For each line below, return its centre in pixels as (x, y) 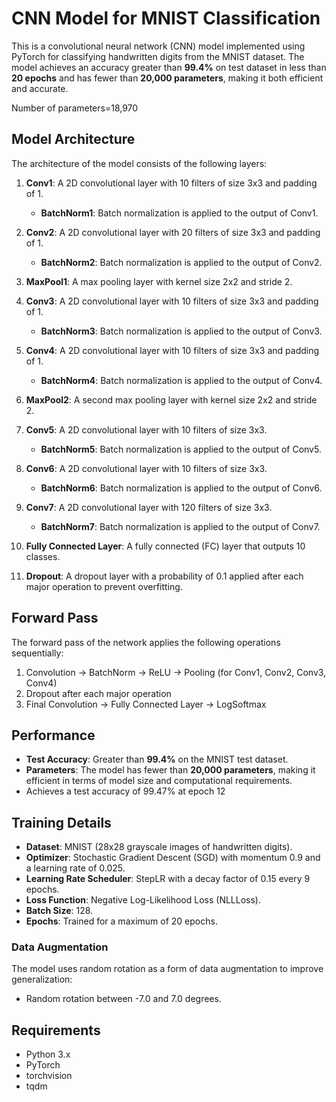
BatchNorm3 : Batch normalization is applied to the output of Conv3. (181, 331)
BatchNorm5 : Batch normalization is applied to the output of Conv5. (181, 449)
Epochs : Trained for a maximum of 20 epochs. (121, 921)
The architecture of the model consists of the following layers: (139, 163)
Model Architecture (73, 139)
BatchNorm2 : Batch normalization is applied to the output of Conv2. (181, 262)
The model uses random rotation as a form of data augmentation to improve (167, 969)
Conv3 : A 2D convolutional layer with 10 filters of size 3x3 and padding (172, 301)
